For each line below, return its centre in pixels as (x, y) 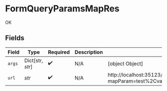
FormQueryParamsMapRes (62, 9)
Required (59, 52)
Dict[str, (34, 60)
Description (89, 52)
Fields (15, 38)
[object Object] (125, 64)
